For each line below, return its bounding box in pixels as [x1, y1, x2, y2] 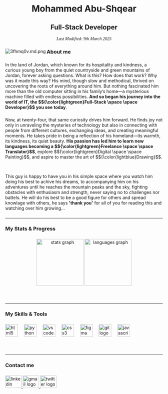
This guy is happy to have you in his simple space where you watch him [5, 173, 153, 179]
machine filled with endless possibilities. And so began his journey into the [5, 93, 161, 99]
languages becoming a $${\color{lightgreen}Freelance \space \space [5, 143, 153, 149]
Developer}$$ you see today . [5, 104, 67, 110]
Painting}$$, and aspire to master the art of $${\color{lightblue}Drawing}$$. [5, 153, 162, 160]
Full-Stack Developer [50, 23, 118, 31]
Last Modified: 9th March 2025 [56, 36, 112, 41]
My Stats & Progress [5, 225, 56, 232]
